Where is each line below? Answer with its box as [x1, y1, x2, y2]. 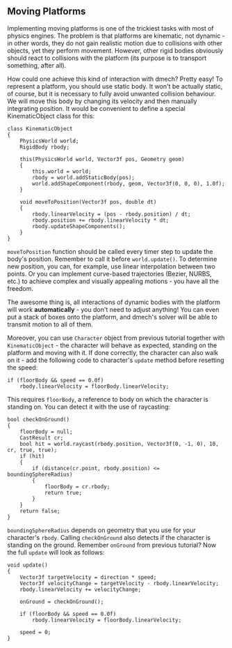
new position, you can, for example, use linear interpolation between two [7, 262, 215, 271]
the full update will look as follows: [7, 548, 105, 557]
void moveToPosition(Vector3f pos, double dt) [19, 198, 157, 205]
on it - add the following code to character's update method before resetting [7, 356, 224, 364]
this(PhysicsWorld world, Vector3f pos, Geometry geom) [19, 156, 185, 163]
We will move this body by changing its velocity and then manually [7, 97, 197, 105]
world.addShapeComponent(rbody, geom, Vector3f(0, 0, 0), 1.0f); [32, 180, 226, 187]
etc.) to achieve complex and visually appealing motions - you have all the [7, 277, 219, 285]
